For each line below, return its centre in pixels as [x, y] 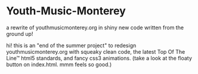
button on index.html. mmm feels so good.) [59, 64]
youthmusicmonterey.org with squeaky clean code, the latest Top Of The [96, 51]
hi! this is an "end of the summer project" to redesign [71, 45]
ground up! [20, 33]
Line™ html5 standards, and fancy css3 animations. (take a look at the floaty [99, 58]
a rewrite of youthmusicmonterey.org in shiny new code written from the [95, 27]
